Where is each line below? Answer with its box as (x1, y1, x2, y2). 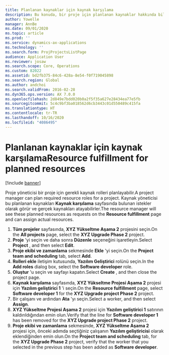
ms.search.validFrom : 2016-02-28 (5, 87, 75, 92)
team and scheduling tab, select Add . (12, 253, 92, 259)
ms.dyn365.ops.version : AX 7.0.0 (5, 92, 75, 97)
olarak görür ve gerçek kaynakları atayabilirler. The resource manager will (5, 205, 156, 212)
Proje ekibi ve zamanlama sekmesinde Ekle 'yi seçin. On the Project (12, 248, 154, 254)
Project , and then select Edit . (12, 242, 75, 248)
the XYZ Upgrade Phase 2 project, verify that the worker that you (12, 338, 149, 344)
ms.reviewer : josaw (5, 59, 46, 64)
